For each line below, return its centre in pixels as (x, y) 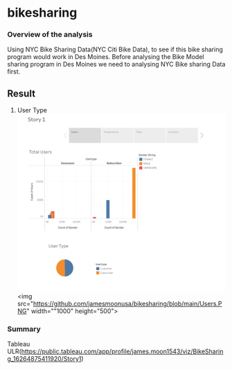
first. (14, 72)
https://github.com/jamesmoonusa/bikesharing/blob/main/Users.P (128, 303)
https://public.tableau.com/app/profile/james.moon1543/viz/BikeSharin (122, 351)
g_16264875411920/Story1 (44, 359)
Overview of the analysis (50, 35)
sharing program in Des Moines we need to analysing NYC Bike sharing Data (116, 65)
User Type (32, 110)
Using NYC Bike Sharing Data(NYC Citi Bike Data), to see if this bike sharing (115, 49)
